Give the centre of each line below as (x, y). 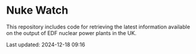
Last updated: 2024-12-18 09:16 (46, 45)
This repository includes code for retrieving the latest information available (98, 27)
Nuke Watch (37, 10)
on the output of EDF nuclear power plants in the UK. (71, 33)
